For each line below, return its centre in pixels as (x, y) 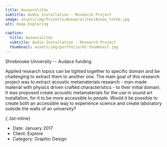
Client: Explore (28, 133)
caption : (14, 33)
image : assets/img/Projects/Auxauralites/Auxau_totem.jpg (67, 19)
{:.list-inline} (18, 118)
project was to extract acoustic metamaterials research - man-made (76, 82)
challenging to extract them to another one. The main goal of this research (82, 77)
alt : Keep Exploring (27, 24)
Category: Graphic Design (40, 138)
